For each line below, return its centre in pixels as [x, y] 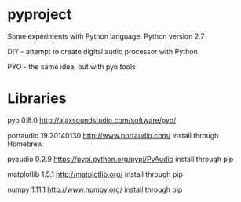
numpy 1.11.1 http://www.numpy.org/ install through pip [95, 189]
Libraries [37, 99]
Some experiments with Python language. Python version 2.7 [106, 36]
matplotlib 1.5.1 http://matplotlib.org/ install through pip [95, 174]
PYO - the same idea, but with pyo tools [71, 66]
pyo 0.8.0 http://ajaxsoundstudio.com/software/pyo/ [92, 120]
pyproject [40, 15]
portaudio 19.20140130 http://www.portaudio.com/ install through [113, 135]
